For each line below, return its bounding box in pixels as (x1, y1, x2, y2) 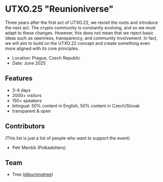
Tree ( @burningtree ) (12, 172, 54, 178)
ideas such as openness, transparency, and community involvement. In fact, (5, 35, 158, 41)
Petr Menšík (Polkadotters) (12, 144, 66, 150)
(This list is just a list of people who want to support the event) (5, 135, 130, 141)
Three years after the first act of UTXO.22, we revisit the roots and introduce (5, 20, 158, 25)
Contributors (5, 122, 45, 130)
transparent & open (12, 108, 51, 114)
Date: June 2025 (12, 60, 46, 66)
